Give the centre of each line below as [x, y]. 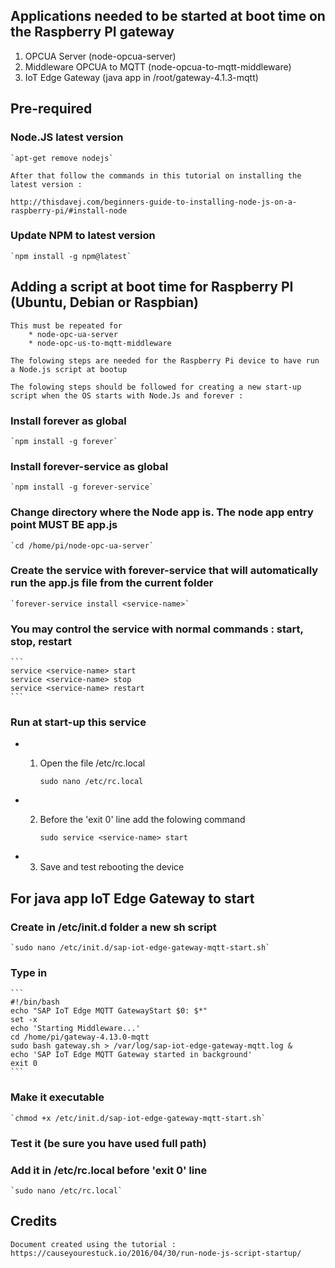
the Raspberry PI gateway [92, 32]
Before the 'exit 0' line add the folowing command [142, 820]
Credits [34, 1221]
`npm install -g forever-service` [82, 487]
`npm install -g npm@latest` [71, 256]
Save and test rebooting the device [112, 867]
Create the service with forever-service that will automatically [164, 571]
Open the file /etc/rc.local [92, 763]
